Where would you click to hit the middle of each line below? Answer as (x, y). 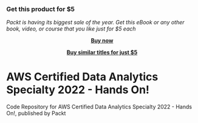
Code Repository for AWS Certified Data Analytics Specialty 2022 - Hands (99, 107)
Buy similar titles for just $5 (102, 52)
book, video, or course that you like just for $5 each (71, 29)
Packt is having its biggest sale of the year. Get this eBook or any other (95, 23)
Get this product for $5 (40, 9)
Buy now (102, 41)
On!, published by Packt (36, 113)
